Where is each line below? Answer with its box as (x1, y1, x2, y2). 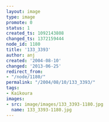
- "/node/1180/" (6, 74, 46, 80)
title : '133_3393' (6, 47, 51, 53)
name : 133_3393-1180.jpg (11, 107, 72, 113)
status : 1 (6, 25, 30, 31)
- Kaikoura (6, 90, 33, 96)
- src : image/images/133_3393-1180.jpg (6, 101, 104, 107)
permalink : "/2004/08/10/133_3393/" (6, 80, 96, 86)
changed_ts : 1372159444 (6, 36, 64, 42)
